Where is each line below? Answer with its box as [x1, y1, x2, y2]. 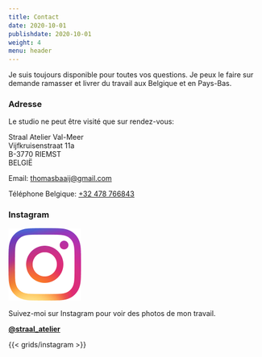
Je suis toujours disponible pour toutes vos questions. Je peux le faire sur [8, 70, 254, 80]
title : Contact [8, 13, 60, 21]
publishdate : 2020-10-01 [8, 30, 92, 38]
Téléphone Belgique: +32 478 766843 [8, 189, 135, 199]
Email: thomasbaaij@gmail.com [8, 174, 112, 183]
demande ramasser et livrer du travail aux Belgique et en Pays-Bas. [8, 79, 232, 88]
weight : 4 [8, 39, 42, 47]
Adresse [8, 99, 43, 110]
